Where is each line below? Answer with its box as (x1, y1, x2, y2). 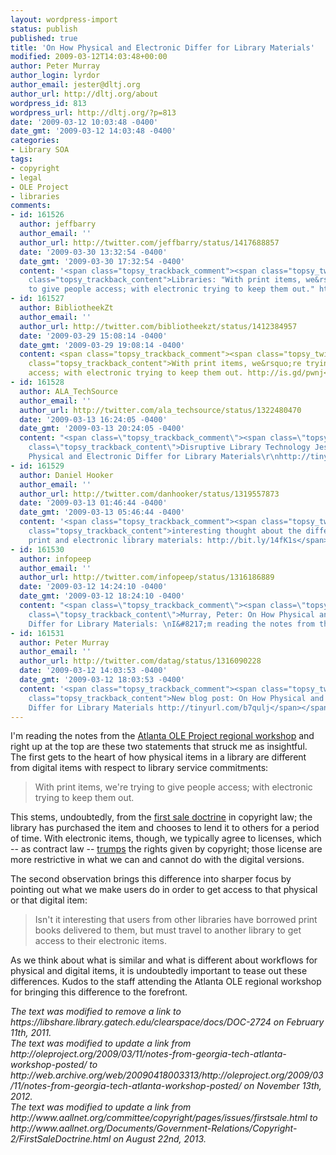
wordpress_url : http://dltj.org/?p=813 (10, 107, 177, 118)
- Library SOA (10, 145, 70, 155)
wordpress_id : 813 (10, 98, 87, 108)
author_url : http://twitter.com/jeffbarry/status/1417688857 (19, 237, 280, 248)
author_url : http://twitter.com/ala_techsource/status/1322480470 (19, 405, 302, 415)
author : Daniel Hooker (19, 470, 114, 480)
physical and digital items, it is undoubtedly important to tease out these (10, 965, 308, 977)
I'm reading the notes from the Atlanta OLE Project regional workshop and (10, 730, 315, 742)
